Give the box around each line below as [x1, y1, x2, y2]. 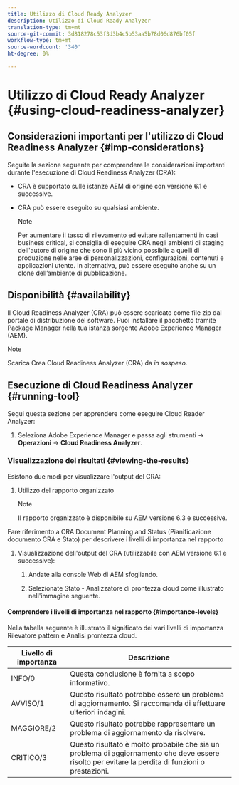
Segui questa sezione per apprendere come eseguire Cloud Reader [7, 409, 205, 417]
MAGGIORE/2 [11, 724, 57, 733]
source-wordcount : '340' [7, 43, 81, 51]
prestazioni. [70, 766, 110, 776]
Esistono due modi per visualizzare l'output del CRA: [7, 472, 161, 481]
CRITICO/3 [11, 753, 48, 762]
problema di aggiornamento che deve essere [70, 749, 220, 758]
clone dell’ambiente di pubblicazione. [17, 269, 127, 277]
